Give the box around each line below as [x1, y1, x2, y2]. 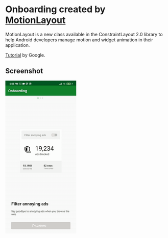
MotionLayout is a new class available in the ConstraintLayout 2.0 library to [5, 31, 163, 37]
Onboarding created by [5, 4, 106, 15]
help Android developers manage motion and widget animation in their [5, 37, 153, 43]
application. [5, 42, 30, 48]
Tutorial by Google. [5, 52, 45, 58]
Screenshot [5, 67, 43, 75]
